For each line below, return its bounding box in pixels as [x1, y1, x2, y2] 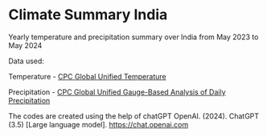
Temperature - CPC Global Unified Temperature [8, 71, 166, 81]
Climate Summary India [8, 6, 168, 24]
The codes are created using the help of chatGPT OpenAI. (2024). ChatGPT [8, 111, 260, 121]
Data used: [8, 56, 44, 66]
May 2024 [8, 40, 43, 50]
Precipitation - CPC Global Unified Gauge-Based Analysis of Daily [8, 87, 227, 97]
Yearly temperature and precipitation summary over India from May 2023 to [8, 32, 259, 42]
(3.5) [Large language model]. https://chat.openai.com [8, 119, 189, 129]
